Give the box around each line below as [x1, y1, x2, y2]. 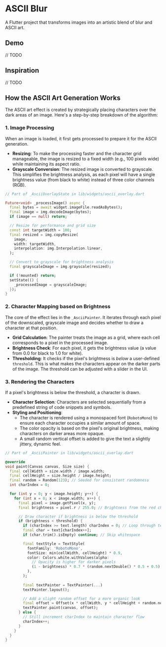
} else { [18, 610, 37, 615]
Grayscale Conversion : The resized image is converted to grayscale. [12, 166, 153, 172]
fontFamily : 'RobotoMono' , [27, 546, 83, 551]
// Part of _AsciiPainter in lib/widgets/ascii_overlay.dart [5, 450, 134, 455]
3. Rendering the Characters [5, 378, 75, 385]
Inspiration [5, 66, 40, 75]
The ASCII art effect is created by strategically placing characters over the [5, 107, 156, 113]
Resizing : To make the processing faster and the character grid [12, 150, 142, 156]
